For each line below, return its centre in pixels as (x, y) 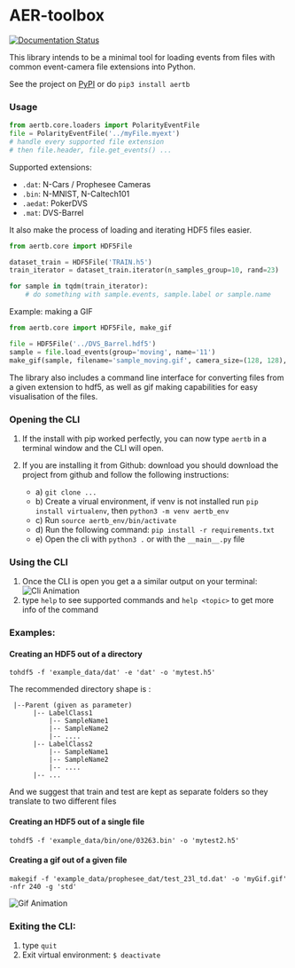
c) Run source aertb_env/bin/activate (106, 520)
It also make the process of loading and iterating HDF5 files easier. (131, 230)
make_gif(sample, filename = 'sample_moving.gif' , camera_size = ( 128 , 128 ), (148, 361)
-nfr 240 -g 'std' (43, 886)
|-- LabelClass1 (62, 713)
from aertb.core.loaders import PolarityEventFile (105, 125)
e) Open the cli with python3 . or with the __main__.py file (140, 539)
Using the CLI (39, 562)
